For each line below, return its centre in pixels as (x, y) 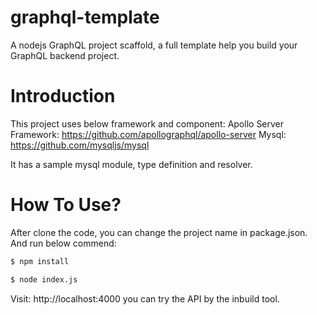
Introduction (63, 96)
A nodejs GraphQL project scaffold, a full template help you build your (154, 45)
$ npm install (40, 261)
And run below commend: (63, 243)
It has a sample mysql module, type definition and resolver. (131, 164)
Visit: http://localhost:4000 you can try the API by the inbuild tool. (145, 298)
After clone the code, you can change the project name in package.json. (159, 232)
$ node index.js (44, 279)
